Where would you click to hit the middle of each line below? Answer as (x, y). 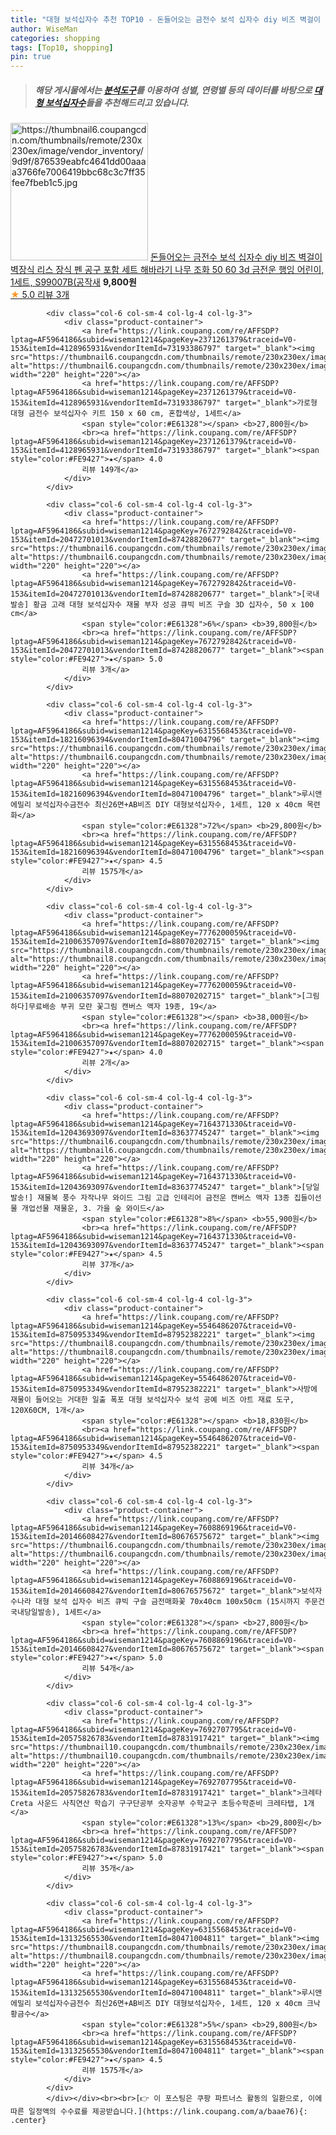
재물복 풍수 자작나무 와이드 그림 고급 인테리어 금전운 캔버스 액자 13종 (163, 1198)
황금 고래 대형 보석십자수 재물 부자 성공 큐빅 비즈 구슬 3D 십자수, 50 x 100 (174, 605)
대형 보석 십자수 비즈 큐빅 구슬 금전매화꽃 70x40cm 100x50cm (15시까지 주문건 (179, 1602)
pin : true (31, 57)
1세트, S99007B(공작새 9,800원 (73, 282)
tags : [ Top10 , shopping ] (62, 47)
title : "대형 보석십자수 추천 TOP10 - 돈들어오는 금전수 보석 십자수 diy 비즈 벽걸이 (165, 19)
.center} (28, 2121)
